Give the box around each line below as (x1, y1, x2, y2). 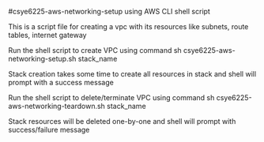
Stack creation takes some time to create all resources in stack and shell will (8, 69, 257, 78)
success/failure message (8, 125, 90, 134)
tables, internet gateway (8, 31, 87, 39)
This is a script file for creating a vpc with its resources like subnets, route (8, 22, 249, 31)
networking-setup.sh (8, 54, 77, 63)
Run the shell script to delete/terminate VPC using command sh (8, 93, 215, 102)
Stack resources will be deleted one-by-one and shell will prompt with (8, 117, 236, 125)
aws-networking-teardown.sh (8, 102, 105, 110)
